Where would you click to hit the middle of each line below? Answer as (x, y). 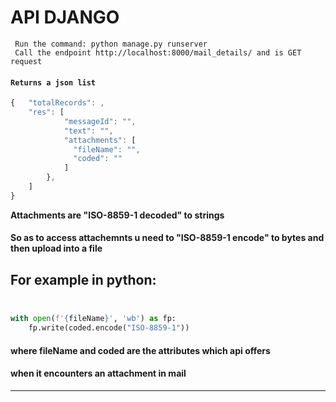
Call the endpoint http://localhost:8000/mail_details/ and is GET (158, 52)
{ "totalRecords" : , (57, 103)
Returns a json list (53, 82)
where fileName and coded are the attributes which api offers (140, 350)
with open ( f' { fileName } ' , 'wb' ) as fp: (93, 319)
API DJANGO (65, 17)
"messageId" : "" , (100, 121)
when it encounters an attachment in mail (98, 373)
